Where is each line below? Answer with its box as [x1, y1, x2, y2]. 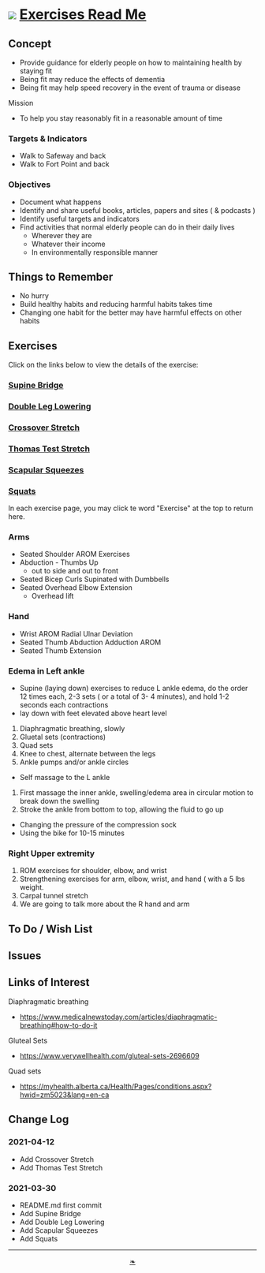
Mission [8, 99, 34, 107]
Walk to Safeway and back [19, 151, 106, 161]
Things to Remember [8, 270, 114, 283]
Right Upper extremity [8, 848, 95, 859]
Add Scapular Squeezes [19, 1225, 99, 1235]
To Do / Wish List [8, 922, 93, 935]
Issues [8, 949, 42, 963]
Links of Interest [8, 976, 90, 989]
